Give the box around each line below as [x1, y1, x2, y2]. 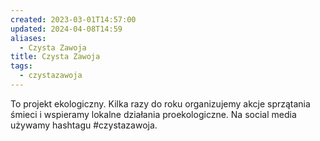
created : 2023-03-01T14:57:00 [10, 14, 137, 25]
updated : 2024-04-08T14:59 [10, 24, 123, 34]
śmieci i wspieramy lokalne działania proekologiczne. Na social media [10, 108, 297, 120]
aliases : [10, 33, 47, 43]
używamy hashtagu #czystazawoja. [10, 119, 158, 131]
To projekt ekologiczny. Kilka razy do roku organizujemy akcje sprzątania [10, 97, 311, 110]
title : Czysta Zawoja [10, 52, 101, 62]
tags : [10, 61, 33, 71]
